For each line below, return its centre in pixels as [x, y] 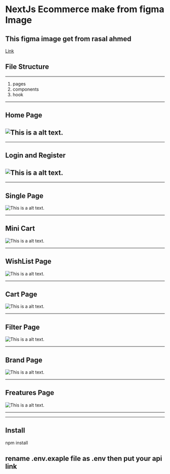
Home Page [24, 115]
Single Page [25, 196]
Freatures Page [30, 393]
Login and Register [35, 155]
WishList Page [28, 262]
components [26, 89]
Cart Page [21, 294]
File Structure [27, 67]
